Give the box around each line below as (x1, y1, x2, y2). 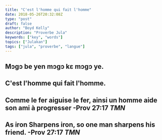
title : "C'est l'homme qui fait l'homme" (5, 7, 92, 12)
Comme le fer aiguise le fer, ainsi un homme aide (5, 96, 158, 104)
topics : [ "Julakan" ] (5, 40, 48, 45)
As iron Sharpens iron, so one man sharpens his (5, 121, 156, 129)
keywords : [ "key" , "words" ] (5, 35, 63, 40)
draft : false (5, 21, 32, 26)
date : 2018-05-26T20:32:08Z (5, 12, 63, 17)
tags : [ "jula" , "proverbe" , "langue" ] (5, 44, 85, 49)
